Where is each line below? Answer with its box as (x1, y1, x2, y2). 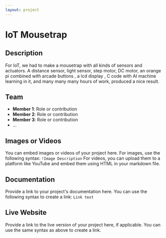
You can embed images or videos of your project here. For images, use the (5, 150, 160, 156)
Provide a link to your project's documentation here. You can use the (5, 189, 147, 195)
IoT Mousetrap (5, 29, 67, 40)
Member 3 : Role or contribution (12, 116, 78, 123)
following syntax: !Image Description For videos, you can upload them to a (5, 155, 160, 161)
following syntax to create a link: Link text (5, 194, 94, 200)
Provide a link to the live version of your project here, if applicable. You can (5, 221, 161, 227)
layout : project (5, 7, 39, 13)
